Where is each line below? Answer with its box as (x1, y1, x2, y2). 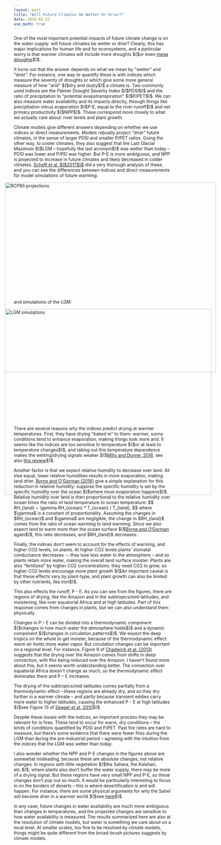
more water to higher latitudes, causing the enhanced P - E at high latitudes (14, 699, 170, 705)
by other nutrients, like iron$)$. (14, 579, 78, 585)
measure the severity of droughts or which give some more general (14, 77, 153, 83)
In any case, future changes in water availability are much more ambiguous (14, 803, 169, 809)
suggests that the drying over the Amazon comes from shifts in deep (14, 652, 156, 658)
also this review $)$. (14, 458, 55, 464)
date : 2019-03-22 (14, 17, 50, 22)
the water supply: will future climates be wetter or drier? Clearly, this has (14, 41, 164, 47)
